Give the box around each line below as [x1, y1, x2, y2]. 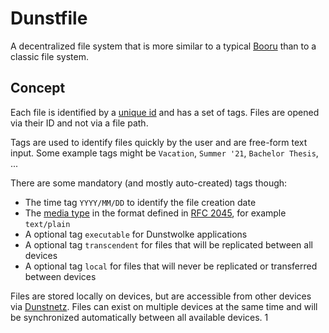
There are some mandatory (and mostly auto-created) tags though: [10, 177, 288, 189]
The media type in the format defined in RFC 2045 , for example [24, 207, 287, 219]
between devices [24, 270, 97, 282]
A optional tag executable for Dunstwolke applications [24, 228, 248, 240]
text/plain [24, 219, 71, 229]
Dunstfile [10, 7, 88, 30]
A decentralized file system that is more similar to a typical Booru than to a [10, 40, 317, 52]
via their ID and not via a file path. [10, 117, 149, 129]
